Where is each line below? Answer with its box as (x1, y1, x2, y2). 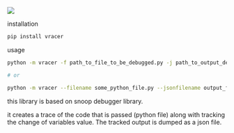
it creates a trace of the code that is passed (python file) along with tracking (7, 110, 225, 118)
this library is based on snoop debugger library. (7, 97, 143, 105)
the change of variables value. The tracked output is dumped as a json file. (7, 118, 222, 126)
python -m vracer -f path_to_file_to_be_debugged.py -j (7, 59, 173, 66)
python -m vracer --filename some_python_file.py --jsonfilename (7, 84, 201, 91)
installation (7, 19, 38, 28)
